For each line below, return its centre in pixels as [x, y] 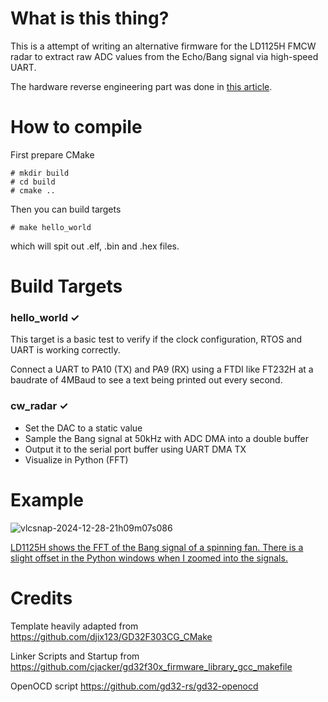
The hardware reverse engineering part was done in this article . [141, 86]
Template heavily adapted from [74, 626]
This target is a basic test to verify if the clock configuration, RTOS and [156, 339]
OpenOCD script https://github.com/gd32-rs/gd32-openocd [134, 686]
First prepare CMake [52, 154]
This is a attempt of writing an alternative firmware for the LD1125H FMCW [163, 46]
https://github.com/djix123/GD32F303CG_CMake [111, 636]
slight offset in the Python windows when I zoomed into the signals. [149, 558]
